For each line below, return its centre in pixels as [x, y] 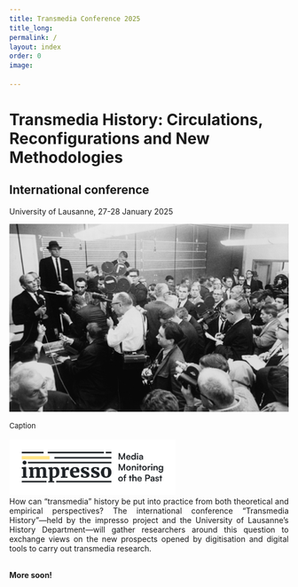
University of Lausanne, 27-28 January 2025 [91, 211]
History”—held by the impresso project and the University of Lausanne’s [149, 520]
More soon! [31, 575]
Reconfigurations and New [110, 139]
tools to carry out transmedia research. [81, 548]
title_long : [31, 28]
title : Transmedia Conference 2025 [75, 19]
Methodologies [66, 157]
